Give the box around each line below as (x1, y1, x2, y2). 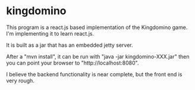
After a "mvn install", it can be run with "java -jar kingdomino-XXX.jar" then (6, 53, 190, 60)
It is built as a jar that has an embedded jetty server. (6, 41, 133, 49)
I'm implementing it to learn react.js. (6, 30, 94, 37)
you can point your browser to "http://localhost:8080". (6, 59, 139, 66)
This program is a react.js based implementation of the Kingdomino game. (6, 24, 188, 31)
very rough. (6, 77, 34, 84)
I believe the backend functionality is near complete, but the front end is (6, 70, 183, 78)
